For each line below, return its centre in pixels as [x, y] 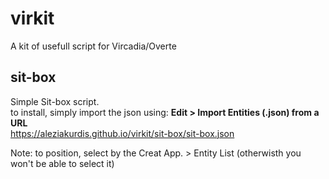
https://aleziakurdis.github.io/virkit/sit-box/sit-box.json [122, 133]
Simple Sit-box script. [55, 101]
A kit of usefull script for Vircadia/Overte [93, 46]
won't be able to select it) [62, 163]
